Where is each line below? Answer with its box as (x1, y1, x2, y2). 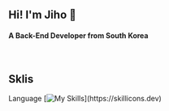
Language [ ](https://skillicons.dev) (8, 94, 162, 104)
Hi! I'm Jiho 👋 (8, 8, 77, 22)
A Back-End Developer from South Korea (8, 30, 149, 41)
